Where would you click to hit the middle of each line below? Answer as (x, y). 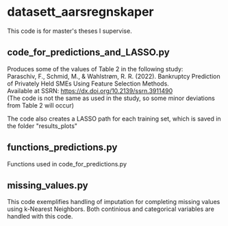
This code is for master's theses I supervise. (69, 31)
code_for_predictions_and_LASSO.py (88, 52)
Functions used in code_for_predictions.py (67, 164)
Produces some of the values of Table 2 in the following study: (95, 68)
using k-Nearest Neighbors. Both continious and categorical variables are (111, 209)
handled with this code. (40, 216)
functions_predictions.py (62, 148)
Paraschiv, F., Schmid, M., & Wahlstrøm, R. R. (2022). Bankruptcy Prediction (114, 76)
